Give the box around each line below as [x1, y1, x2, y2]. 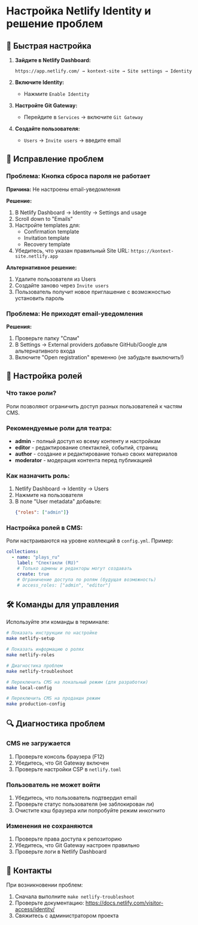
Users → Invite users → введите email [23, 137, 121, 144]
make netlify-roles [6, 652, 55, 658]
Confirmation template [23, 228, 80, 235]
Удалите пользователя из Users [14, 275, 96, 283]
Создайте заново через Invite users [14, 281, 109, 289]
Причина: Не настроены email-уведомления [6, 186, 121, 193]
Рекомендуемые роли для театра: [6, 424, 112, 432]
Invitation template [23, 234, 70, 241]
